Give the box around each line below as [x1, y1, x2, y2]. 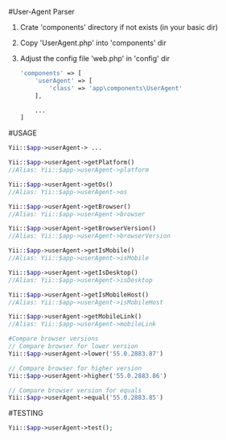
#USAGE [8, 128, 38, 138]
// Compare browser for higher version [8, 364, 142, 372]
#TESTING [8, 409, 44, 418]
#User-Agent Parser [8, 7, 75, 16]
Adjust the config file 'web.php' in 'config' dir [19, 54, 171, 63]
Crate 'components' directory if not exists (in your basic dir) [19, 23, 219, 31]
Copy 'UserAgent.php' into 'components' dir [19, 38, 167, 48]
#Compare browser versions [8, 334, 99, 343]
